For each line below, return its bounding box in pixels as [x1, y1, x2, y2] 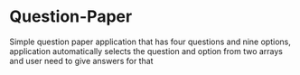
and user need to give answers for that [9, 55, 154, 66]
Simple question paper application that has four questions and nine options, [9, 36, 291, 47]
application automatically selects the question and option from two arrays [9, 45, 283, 56]
